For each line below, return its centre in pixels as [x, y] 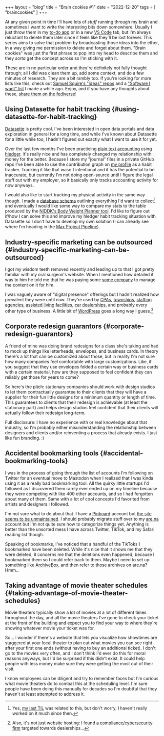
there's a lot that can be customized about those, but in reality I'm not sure [80, 356]
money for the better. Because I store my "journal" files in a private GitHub [80, 159]
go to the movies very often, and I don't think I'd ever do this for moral [75, 653]
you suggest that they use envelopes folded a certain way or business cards [82, 367]
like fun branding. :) [25, 438]
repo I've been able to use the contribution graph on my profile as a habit [79, 164]
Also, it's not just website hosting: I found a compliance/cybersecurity [82, 723]
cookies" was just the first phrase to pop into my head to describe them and [82, 53]
